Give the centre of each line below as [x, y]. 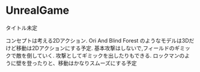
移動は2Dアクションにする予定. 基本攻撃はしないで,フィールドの [95, 48]
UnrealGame [38, 10]
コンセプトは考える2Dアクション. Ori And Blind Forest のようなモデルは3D [98, 40]
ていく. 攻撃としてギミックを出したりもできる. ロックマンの [111, 55]
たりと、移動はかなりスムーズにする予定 [87, 63]
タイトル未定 [21, 28]
